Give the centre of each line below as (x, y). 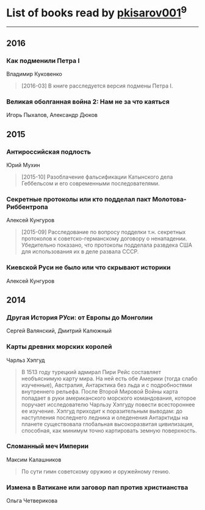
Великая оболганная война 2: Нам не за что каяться (88, 102)
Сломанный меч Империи (48, 446)
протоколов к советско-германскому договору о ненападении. (104, 239)
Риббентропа (27, 207)
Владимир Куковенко (34, 73)
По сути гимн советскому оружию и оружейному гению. (96, 471)
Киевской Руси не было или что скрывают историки (88, 268)
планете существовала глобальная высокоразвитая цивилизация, (107, 424)
